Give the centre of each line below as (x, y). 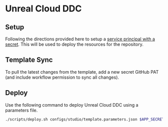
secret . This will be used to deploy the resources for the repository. (74, 44)
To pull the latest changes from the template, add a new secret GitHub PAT (82, 72)
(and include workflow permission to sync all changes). (62, 77)
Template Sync (29, 60)
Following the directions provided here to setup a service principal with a (80, 39)
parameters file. (21, 110)
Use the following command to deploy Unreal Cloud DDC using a (72, 105)
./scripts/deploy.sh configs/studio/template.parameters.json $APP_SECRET (85, 119)
